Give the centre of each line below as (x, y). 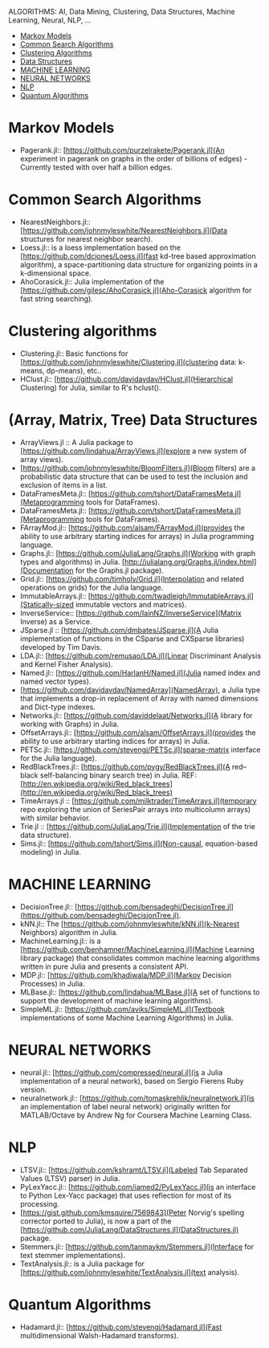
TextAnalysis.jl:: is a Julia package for (82, 1264)
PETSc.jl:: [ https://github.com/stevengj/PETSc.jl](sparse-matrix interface (140, 750)
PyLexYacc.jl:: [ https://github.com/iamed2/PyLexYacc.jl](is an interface (138, 1187)
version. (33, 1089)
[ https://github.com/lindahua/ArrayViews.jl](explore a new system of (133, 451)
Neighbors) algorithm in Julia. (69, 932)
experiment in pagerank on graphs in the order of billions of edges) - (133, 158)
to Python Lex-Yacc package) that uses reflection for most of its (126, 1195)
